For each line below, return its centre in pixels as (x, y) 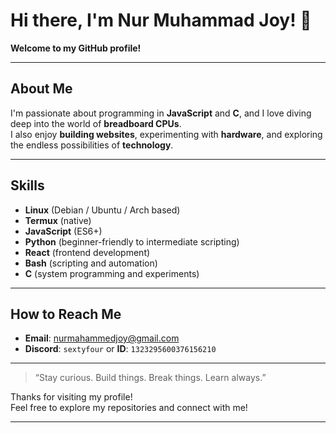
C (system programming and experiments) (112, 273)
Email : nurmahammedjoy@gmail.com (102, 338)
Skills (27, 185)
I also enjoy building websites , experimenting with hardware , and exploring (166, 134)
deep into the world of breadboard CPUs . (96, 123)
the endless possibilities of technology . (92, 145)
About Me (41, 89)
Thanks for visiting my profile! (71, 397)
